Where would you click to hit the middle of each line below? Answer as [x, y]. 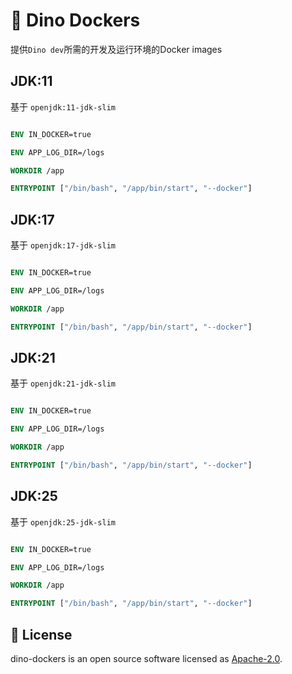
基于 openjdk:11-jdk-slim [63, 106]
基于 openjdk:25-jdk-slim [63, 521]
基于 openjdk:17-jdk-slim [63, 245]
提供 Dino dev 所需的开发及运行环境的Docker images [116, 49]
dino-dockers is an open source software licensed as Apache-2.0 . [146, 658]
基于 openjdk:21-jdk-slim [63, 383]
